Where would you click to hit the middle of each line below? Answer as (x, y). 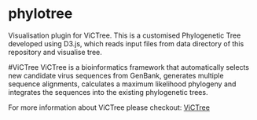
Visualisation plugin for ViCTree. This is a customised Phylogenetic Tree (125, 35)
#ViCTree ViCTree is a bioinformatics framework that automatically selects (129, 67)
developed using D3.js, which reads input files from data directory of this (126, 43)
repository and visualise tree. (55, 52)
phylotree (40, 14)
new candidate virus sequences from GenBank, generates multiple (116, 75)
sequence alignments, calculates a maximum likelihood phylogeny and (122, 84)
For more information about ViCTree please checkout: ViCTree (109, 107)
